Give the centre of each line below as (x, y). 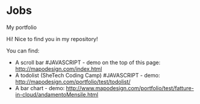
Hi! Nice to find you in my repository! (52, 39)
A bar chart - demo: (40, 88)
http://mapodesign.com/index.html (58, 69)
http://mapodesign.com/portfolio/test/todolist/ (73, 82)
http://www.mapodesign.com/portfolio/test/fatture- (130, 88)
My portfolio (22, 27)
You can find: (23, 50)
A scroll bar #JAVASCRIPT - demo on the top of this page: (88, 62)
